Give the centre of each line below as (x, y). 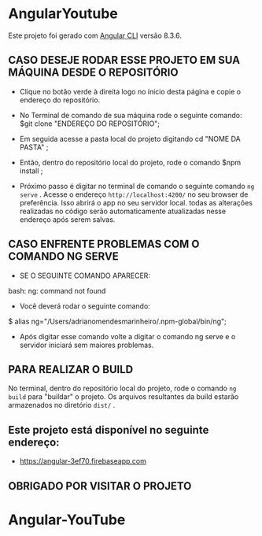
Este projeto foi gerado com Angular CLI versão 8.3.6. (95, 35)
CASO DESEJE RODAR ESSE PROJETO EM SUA (124, 60)
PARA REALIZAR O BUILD (71, 370)
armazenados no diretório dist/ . (62, 405)
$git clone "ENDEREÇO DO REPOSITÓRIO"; (89, 124)
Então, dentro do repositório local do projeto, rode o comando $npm (130, 162)
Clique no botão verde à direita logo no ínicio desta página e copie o (130, 91)
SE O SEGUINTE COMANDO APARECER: (85, 275)
